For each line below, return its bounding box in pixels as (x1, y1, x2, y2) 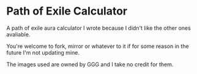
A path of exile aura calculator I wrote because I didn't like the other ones (6, 24, 191, 32)
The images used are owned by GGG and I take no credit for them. (6, 61, 174, 68)
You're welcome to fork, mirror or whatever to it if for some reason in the (6, 42, 189, 50)
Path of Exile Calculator (6, 4, 127, 18)
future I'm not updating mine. (6, 49, 80, 56)
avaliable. (6, 30, 31, 38)
